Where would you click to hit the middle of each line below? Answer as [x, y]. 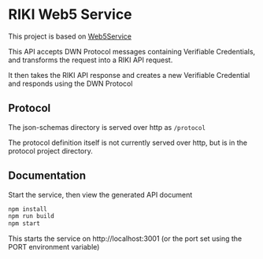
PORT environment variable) [54, 247]
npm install [28, 209]
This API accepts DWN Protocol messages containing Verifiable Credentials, [132, 51]
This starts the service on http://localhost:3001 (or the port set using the [125, 239]
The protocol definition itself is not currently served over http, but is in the [128, 142]
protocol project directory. [50, 150]
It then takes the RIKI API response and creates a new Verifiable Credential [129, 75]
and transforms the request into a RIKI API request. [91, 60]
